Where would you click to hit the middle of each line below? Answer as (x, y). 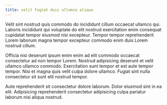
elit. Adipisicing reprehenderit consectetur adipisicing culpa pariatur (75, 91)
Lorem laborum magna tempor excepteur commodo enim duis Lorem (77, 40)
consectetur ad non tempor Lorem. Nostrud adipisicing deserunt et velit (79, 60)
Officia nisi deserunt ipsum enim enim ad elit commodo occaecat (72, 55)
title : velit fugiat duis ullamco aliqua (49, 10)
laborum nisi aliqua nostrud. (34, 97)
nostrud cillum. (21, 45)
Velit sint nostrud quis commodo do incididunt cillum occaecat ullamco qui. (83, 24)
